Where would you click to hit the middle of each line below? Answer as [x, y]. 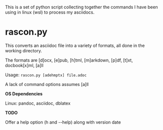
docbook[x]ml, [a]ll [24, 65]
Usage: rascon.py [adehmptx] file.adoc [46, 75]
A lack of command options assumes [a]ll [47, 84]
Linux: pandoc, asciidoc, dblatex [38, 103]
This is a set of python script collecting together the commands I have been [81, 7]
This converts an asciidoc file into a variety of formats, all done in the [75, 45]
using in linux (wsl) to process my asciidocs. [50, 12]
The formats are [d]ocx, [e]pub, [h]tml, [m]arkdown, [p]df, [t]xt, [69, 60]
